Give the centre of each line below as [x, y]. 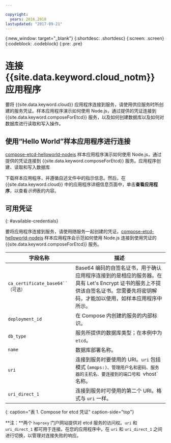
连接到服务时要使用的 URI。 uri [112, 359]
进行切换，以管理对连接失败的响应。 [43, 435]
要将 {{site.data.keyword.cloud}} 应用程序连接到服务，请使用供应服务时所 [82, 104]
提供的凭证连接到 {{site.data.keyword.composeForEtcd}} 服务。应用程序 [81, 161]
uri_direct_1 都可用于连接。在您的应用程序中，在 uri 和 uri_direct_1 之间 [84, 429]
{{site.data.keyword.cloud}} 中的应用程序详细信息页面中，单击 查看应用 [79, 184]
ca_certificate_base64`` [38, 283]
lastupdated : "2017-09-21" [34, 24]
